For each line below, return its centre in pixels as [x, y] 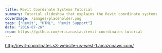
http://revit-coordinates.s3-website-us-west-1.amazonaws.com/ [70, 46]
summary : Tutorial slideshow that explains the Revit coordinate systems [81, 14]
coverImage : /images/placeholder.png [43, 18]
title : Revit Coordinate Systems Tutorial [49, 9]
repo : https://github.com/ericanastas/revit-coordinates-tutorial [74, 32]
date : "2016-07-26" [25, 27]
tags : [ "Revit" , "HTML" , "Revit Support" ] [49, 23]
